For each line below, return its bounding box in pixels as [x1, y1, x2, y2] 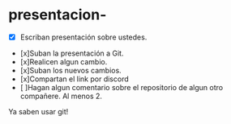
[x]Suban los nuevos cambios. [19, 66, 122, 75]
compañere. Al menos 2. [19, 91, 103, 101]
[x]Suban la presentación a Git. [19, 48, 124, 58]
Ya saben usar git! [8, 107, 69, 116]
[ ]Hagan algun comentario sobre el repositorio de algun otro [19, 83, 224, 92]
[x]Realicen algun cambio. [19, 57, 108, 66]
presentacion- [8, 6, 107, 24]
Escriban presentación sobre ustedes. [19, 32, 148, 42]
